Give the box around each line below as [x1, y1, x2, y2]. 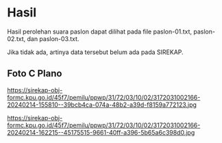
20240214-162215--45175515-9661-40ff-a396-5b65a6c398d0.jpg [7, 128, 195, 136]
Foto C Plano [7, 68, 62, 79]
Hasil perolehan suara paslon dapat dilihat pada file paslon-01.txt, [7, 27, 193, 36]
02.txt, [7, 34, 26, 42]
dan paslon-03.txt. [27, 34, 79, 42]
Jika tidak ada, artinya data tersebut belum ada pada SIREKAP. [7, 48, 184, 56]
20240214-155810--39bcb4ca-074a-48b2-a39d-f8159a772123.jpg [7, 101, 197, 109]
